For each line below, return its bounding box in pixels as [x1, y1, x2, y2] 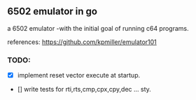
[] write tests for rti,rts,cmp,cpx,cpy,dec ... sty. [17, 85, 152, 94]
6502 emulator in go [7, 6, 98, 17]
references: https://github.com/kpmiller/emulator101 [7, 38, 157, 46]
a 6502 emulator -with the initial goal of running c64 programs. [7, 24, 189, 32]
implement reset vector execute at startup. [17, 71, 141, 80]
